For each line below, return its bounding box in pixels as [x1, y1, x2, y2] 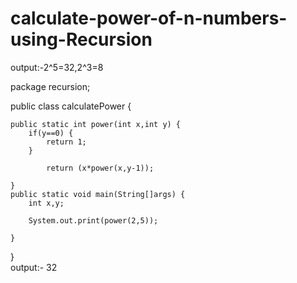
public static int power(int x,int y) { [10, 119, 182, 129]
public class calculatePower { [10, 100, 132, 112]
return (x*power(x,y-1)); [46, 163, 155, 173]
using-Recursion [10, 28, 153, 51]
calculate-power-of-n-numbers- [10, 7, 288, 30]
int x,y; [28, 198, 65, 208]
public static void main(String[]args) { [10, 189, 186, 199]
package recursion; [10, 80, 91, 92]
